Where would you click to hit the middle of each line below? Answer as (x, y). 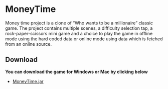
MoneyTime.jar (28, 81)
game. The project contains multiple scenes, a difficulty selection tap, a (79, 28)
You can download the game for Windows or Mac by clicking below (76, 72)
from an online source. (28, 44)
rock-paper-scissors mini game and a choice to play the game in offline (79, 33)
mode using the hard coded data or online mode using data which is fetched (84, 39)
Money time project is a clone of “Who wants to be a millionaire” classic (79, 23)
